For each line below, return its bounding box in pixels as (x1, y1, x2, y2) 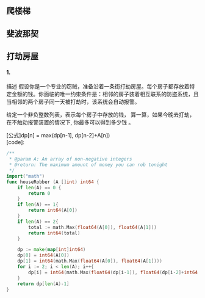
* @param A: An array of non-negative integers (9, 156, 132, 162)
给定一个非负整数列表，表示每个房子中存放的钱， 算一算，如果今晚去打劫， (6, 111, 195, 118)
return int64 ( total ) (28, 230, 81, 236)
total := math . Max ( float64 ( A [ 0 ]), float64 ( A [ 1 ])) (28, 224, 157, 230)
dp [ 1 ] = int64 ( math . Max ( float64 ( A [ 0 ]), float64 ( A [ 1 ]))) (17, 258, 163, 264)
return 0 (28, 190, 51, 197)
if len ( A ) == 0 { (17, 184, 62, 191)
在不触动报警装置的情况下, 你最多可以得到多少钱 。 (6, 118, 134, 126)
